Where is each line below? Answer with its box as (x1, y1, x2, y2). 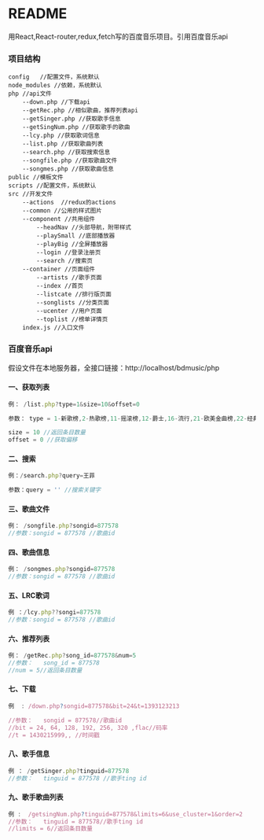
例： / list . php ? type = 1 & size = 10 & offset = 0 (8, 400, 140, 408)
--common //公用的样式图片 (22, 207, 102, 215)
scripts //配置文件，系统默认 (8, 182, 97, 190)
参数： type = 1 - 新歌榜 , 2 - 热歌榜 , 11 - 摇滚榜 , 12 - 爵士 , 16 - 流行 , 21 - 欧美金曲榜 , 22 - (8, 414, 247, 422)
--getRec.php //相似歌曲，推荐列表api (22, 107, 139, 115)
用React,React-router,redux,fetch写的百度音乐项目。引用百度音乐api (8, 31, 229, 41)
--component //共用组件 (22, 216, 96, 223)
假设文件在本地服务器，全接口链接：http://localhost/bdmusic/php (8, 363, 220, 372)
